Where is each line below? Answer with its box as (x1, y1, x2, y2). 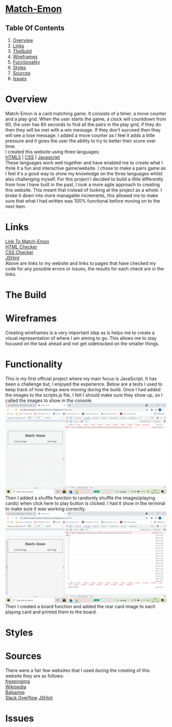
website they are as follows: (5, 673, 64, 679)
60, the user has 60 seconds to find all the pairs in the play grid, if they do (5, 121, 161, 128)
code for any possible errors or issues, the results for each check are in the (5, 265, 164, 271)
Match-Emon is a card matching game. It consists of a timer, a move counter (5, 110, 166, 116)
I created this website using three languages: (5, 149, 100, 155)
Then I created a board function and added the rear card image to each (5, 603, 156, 609)
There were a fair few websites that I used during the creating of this (5, 667, 150, 674)
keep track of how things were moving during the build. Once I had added (5, 386, 161, 392)
